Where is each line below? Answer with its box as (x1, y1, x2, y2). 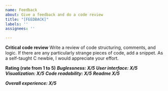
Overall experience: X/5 (5, 80, 57, 86)
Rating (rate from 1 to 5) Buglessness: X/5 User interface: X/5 (5, 65, 138, 71)
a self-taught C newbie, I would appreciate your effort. (5, 55, 119, 61)
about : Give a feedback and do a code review (5, 12, 103, 17)
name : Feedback (5, 7, 38, 13)
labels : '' (5, 21, 28, 27)
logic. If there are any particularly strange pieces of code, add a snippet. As (5, 50, 163, 56)
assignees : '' (5, 26, 36, 31)
